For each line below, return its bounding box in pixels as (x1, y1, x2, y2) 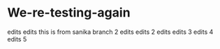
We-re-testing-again (7, 5, 131, 21)
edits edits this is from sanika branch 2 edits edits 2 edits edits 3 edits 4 (7, 28, 214, 36)
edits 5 (7, 35, 27, 43)
